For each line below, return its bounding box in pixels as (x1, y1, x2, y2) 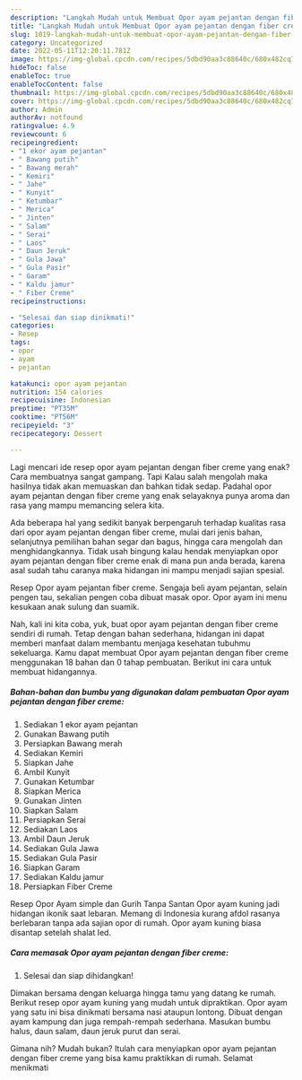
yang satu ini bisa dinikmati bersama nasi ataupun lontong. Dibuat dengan (10, 1006, 283, 1017)
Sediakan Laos (22, 823, 79, 834)
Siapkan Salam (22, 805, 79, 815)
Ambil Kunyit (22, 766, 71, 777)
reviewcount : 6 (10, 130, 67, 139)
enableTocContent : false (10, 80, 103, 89)
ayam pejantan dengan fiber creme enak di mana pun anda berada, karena (10, 555, 286, 566)
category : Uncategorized (10, 38, 103, 48)
